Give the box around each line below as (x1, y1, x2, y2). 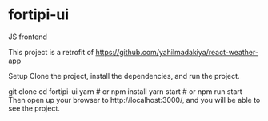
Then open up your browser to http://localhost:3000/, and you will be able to (8, 95, 261, 104)
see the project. (8, 103, 60, 113)
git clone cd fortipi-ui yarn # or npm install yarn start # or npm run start (8, 86, 242, 96)
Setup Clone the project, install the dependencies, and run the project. (8, 71, 240, 80)
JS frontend (8, 32, 48, 41)
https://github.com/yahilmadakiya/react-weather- (95, 47, 258, 57)
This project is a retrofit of (8, 47, 94, 57)
